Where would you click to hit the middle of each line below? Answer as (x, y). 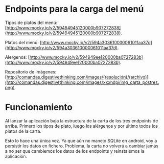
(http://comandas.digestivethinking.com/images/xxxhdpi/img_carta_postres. (82, 82)
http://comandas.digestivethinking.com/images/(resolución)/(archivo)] (78, 77)
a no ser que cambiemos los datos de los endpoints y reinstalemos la (75, 151)
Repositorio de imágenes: (31, 71)
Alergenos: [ (18, 57)
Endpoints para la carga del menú (74, 9)
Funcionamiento (39, 107)
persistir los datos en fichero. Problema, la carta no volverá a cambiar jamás (82, 146)
